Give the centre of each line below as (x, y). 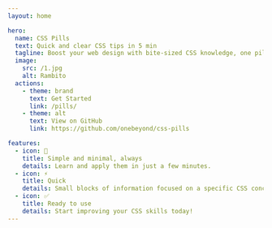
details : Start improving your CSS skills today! (108, 211)
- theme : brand (48, 91)
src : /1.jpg (42, 69)
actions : (30, 83)
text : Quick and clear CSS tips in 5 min (86, 45)
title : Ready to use (57, 204)
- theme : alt (44, 114)
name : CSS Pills (42, 38)
